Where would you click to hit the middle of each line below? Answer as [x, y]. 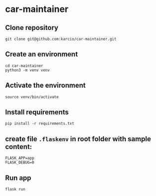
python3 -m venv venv [28, 70]
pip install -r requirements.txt [40, 124]
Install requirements [37, 112]
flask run [15, 190]
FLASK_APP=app [20, 158]
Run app [18, 178]
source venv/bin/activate [32, 97]
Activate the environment [45, 86]
